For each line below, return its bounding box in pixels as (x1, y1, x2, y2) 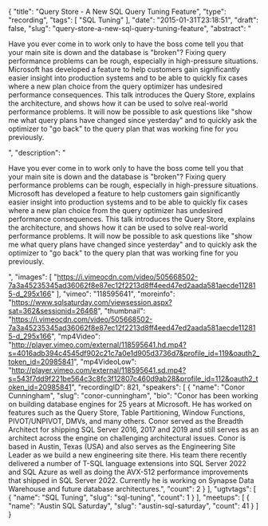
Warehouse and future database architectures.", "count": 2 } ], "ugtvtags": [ (8, 484, 257, 493)
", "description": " (8, 148, 66, 157)
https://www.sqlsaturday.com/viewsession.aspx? (11, 298, 173, 307)
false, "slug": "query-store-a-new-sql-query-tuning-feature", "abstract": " (8, 24, 251, 33)
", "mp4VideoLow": (73, 357, 137, 366)
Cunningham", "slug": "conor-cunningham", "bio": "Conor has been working (8, 391, 258, 400)
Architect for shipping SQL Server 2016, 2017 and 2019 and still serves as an (8, 425, 259, 434)
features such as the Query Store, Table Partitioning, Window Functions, (8, 408, 246, 417)
